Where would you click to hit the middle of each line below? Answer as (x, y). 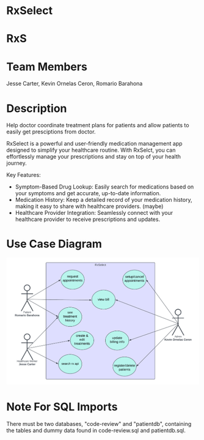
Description (37, 108)
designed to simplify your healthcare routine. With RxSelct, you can (91, 150)
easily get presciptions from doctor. (51, 132)
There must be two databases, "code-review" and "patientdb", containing (99, 423)
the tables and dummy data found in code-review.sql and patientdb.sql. (96, 430)
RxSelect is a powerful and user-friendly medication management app (94, 144)
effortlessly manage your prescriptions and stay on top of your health (94, 157)
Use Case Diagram (54, 244)
